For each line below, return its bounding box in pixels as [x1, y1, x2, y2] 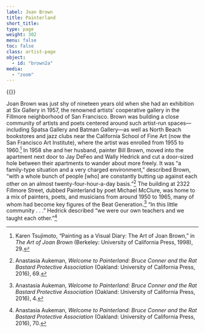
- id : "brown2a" [12, 60, 53, 66]
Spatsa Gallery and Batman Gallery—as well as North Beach [31, 126, 182, 133]
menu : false [6, 37, 37, 43]
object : [6, 54, 26, 60]
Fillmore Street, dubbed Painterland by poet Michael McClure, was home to [6, 186, 195, 194]
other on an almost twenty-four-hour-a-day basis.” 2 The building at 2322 [6, 178, 190, 187]
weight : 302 [6, 32, 37, 38]
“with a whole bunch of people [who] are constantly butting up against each [6, 172, 198, 180]
